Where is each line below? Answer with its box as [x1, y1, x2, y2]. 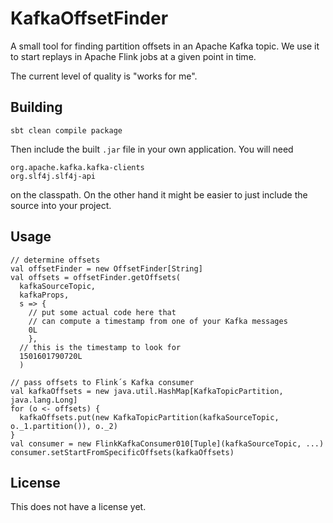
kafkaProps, [19, 290, 70, 300]
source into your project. [10, 199, 112, 211]
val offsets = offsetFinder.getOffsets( [10, 272, 182, 282]
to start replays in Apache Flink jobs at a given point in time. [10, 50, 257, 62]
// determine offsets [10, 255, 101, 265]
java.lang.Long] [10, 395, 78, 405]
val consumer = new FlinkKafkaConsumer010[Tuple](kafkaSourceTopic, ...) [10, 438, 325, 449]
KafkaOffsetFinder [10, 7, 169, 30]
